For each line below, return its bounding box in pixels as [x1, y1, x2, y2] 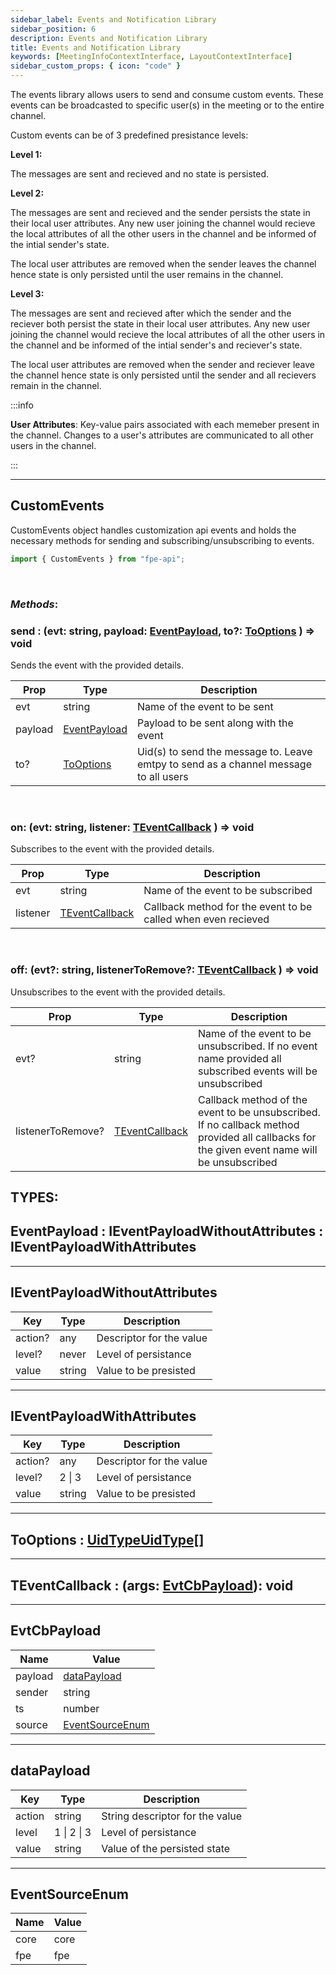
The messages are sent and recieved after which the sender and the [10, 307, 292, 319]
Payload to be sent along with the [136, 716, 294, 730]
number [63, 1701, 100, 1715]
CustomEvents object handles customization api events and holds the [10, 524, 297, 536]
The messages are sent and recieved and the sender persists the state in [10, 207, 311, 218]
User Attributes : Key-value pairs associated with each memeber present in [10, 419, 320, 430]
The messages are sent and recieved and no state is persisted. [10, 168, 270, 180]
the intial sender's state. [10, 239, 110, 250]
